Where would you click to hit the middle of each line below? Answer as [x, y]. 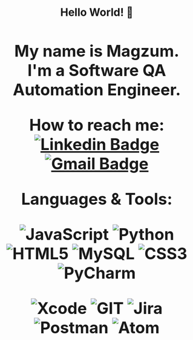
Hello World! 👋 [97, 12]
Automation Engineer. [97, 89]
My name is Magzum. [97, 51]
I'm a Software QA [97, 70]
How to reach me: [97, 125]
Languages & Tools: [97, 199]
